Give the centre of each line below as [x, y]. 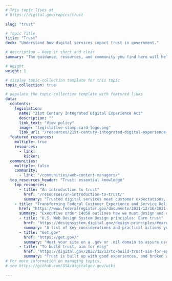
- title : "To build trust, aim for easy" [64, 247]
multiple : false [32, 166]
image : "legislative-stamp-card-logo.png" [65, 128]
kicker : [32, 156]
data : [11, 99]
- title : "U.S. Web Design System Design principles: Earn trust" [91, 218]
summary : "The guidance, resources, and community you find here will [82, 57]
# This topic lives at [29, 10]
